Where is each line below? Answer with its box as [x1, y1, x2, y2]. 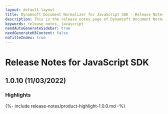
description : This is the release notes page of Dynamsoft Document [5, 16, 151, 21]
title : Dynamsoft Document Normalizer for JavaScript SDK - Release [5, 12, 151, 17]
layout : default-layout [5, 7, 55, 12]
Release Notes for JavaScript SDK [5, 57, 149, 68]
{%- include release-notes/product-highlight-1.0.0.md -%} [5, 103, 126, 109]
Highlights [5, 91, 31, 98]
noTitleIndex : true [5, 35, 46, 40]
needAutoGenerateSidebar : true [5, 26, 70, 31]
